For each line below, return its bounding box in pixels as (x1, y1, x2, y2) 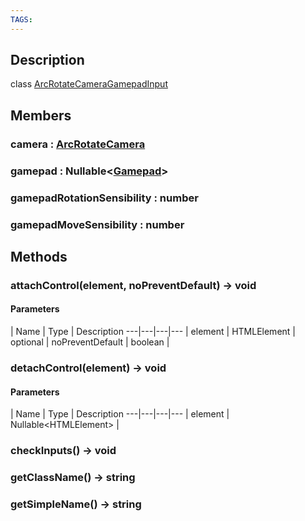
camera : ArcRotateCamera (10, 137, 146, 151)
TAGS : (10, 14, 33, 25)
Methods (10, 248, 68, 265)
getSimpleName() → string (10, 497, 142, 511)
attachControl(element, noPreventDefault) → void (10, 278, 257, 292)
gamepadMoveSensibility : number (10, 217, 185, 231)
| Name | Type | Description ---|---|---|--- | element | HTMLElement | (10, 326, 296, 338)
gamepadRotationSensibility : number (10, 191, 199, 205)
